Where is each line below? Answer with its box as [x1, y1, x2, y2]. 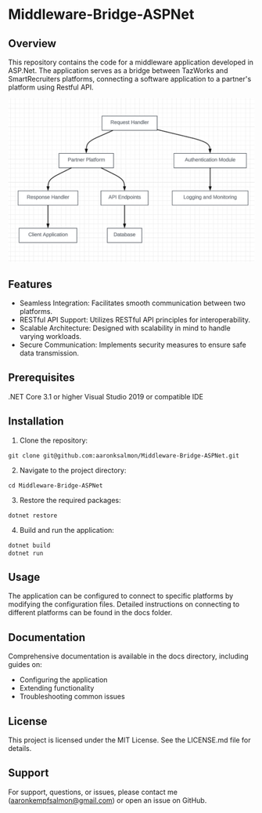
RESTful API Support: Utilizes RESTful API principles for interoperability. [19, 315, 251, 324]
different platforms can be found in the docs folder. [8, 608, 173, 618]
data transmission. [19, 348, 80, 358]
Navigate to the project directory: [19, 465, 127, 475]
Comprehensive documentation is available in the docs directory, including [8, 651, 249, 661]
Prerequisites [8, 371, 75, 385]
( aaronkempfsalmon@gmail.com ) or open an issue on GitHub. [8, 795, 207, 805]
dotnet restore [8, 512, 58, 520]
